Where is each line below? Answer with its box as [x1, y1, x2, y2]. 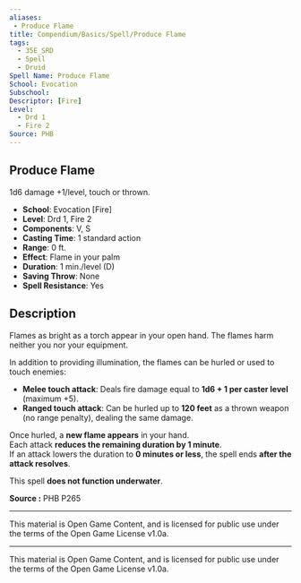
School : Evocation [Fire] [21, 203, 112, 215]
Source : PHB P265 [9, 493, 82, 503]
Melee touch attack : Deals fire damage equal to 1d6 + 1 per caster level [21, 383, 288, 394]
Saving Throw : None [21, 270, 100, 281]
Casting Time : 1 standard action [21, 232, 142, 243]
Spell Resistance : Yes [21, 279, 105, 291]
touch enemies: [9, 366, 67, 377]
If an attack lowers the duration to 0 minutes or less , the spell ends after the [9, 449, 292, 459]
